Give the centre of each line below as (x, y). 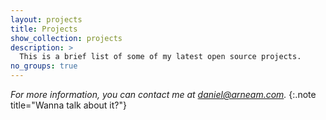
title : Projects (44, 29)
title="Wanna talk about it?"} (68, 105)
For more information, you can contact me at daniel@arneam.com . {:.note (163, 94)
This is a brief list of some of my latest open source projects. (160, 57)
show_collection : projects (66, 38)
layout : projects (46, 19)
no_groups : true (44, 66)
